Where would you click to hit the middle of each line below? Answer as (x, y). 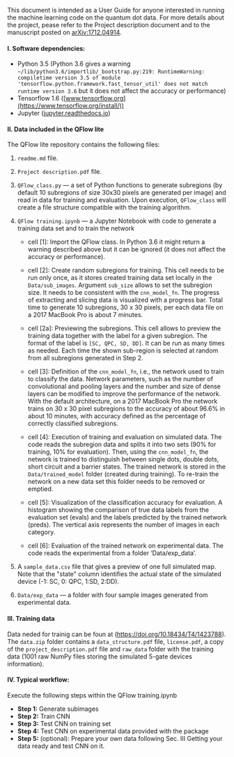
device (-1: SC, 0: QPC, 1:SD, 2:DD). (68, 582)
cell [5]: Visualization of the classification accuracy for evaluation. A (125, 503)
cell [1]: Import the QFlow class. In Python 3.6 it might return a (116, 242)
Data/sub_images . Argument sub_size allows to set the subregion (120, 285)
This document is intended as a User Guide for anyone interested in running (116, 10)
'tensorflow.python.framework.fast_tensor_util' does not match (112, 84)
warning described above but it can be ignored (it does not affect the (127, 249)
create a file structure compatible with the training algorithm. (104, 207)
